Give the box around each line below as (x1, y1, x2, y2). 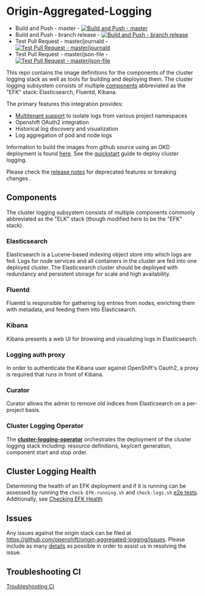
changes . (6, 174, 32, 182)
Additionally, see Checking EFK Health (6, 495, 103, 502)
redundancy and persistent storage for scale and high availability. (6, 270, 171, 278)
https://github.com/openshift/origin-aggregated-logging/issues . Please (6, 536, 185, 543)
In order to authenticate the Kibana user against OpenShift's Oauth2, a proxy (6, 364, 199, 371)
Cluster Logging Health (6, 466, 96, 476)
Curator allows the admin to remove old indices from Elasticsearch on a (6, 400, 186, 407)
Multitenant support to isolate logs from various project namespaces (15, 112, 187, 119)
